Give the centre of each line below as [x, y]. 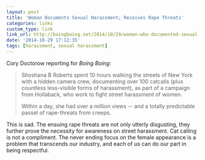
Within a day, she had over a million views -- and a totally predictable [108, 106]
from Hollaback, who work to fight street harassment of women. [102, 94]
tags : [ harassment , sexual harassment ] [57, 46]
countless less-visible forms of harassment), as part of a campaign [106, 88]
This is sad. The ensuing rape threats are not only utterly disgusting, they [98, 124]
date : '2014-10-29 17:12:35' [43, 40]
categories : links [30, 23]
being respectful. [28, 150]
